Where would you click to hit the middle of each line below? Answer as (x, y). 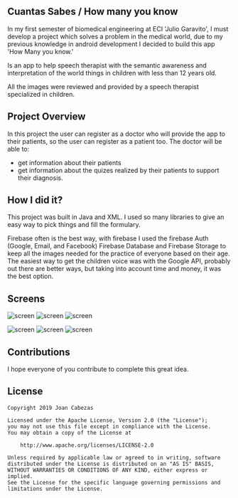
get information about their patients (70, 162)
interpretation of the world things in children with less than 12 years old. (112, 73)
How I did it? (35, 200)
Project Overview (47, 117)
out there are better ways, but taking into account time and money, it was (114, 269)
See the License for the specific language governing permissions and (114, 482)
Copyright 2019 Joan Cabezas (50, 408)
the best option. (31, 276)
